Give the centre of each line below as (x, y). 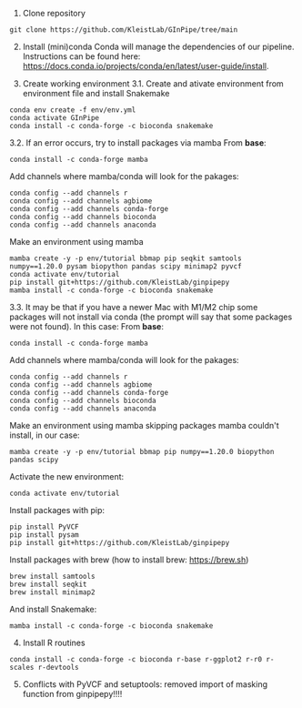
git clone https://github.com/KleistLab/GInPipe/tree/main (124, 30)
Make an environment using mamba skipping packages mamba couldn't (144, 425)
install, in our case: (45, 435)
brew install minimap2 (52, 592)
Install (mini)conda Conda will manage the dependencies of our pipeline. (158, 46)
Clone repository (54, 13)
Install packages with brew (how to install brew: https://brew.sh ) (129, 560)
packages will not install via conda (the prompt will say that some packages (151, 317)
